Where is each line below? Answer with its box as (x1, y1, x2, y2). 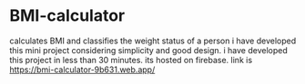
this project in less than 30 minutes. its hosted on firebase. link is (9, 54, 253, 65)
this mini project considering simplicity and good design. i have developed (9, 44, 289, 55)
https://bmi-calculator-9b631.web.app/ (9, 64, 156, 75)
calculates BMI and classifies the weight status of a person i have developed (9, 35, 297, 46)
